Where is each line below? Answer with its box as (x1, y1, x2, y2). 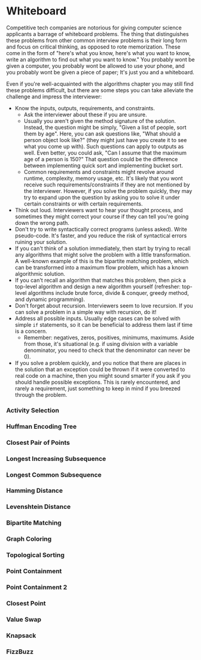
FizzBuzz (6, 647, 34, 656)
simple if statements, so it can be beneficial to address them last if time (14, 321, 193, 328)
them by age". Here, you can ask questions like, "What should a (23, 130, 181, 137)
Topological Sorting (6, 551, 65, 559)
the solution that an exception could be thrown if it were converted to (14, 366, 185, 373)
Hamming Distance (6, 487, 63, 495)
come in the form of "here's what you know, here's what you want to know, (6, 49, 191, 56)
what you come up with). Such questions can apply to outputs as (23, 143, 184, 150)
